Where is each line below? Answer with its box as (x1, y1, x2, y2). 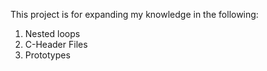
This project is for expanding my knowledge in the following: (10, 9, 259, 20)
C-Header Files (24, 39, 88, 50)
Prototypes (24, 49, 71, 61)
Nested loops (24, 28, 81, 39)
